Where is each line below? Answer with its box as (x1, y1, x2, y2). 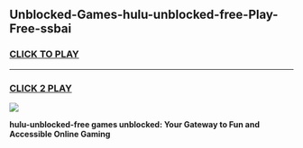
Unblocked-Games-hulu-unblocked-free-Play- (9, 7, 279, 22)
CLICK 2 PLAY (9, 82, 72, 94)
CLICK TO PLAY (9, 48, 79, 61)
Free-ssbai (9, 22, 72, 37)
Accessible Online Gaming (9, 128, 111, 139)
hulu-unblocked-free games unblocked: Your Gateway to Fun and (9, 118, 260, 129)
